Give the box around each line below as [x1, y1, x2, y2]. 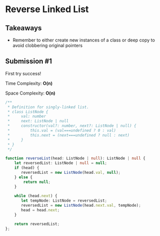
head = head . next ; [21, 208, 60, 213]
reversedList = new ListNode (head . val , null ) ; [21, 170, 121, 175]
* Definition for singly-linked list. [7, 105, 89, 110]
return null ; [23, 179, 51, 184]
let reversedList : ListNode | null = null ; [14, 161, 108, 166]
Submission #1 [5, 57, 52, 66]
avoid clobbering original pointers [12, 42, 83, 49]
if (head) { [14, 165, 39, 170]
